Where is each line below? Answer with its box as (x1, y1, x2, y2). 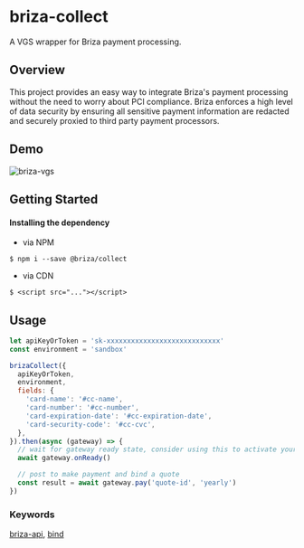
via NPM (22, 237, 54, 248)
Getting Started (9, 192, 99, 207)
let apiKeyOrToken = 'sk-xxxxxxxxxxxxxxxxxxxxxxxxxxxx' (9, 336, 224, 345)
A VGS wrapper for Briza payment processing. (9, 36, 182, 47)
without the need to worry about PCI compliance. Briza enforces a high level (9, 96, 294, 107)
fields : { (17, 386, 54, 395)
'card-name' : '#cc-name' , (25, 395, 124, 404)
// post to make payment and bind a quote (17, 470, 180, 479)
